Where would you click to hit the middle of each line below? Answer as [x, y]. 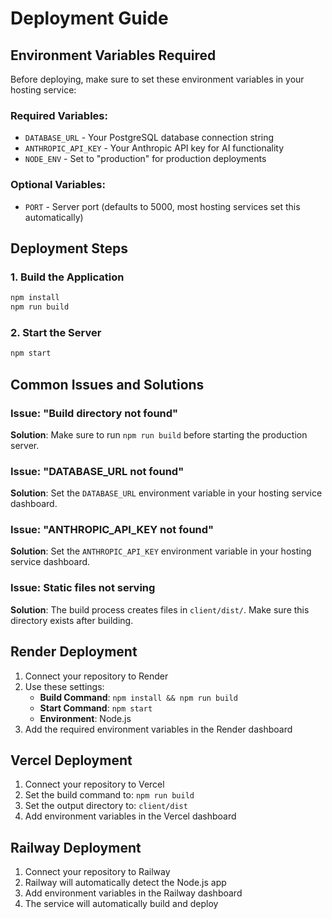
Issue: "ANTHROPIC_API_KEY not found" [112, 530]
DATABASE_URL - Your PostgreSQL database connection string [149, 138]
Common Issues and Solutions [107, 384]
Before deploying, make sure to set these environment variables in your [157, 79]
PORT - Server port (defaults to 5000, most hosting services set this [162, 206]
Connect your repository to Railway [97, 872]
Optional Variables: [58, 185]
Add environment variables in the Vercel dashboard [130, 816]
